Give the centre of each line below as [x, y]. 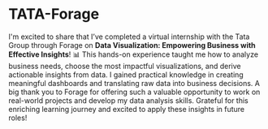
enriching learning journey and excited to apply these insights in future [127, 109]
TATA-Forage [54, 14]
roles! [18, 118]
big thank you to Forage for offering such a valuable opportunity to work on [134, 92]
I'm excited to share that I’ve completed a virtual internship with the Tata [129, 37]
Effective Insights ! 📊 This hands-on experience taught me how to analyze [133, 54]
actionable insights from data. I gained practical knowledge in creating [126, 75]
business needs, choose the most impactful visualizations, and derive [125, 66]
